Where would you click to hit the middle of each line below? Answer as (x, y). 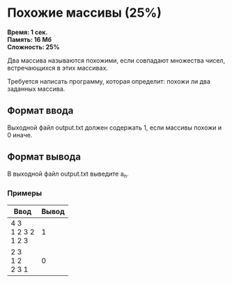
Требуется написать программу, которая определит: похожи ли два (109, 81)
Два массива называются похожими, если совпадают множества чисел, (116, 60)
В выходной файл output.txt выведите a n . (68, 174)
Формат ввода (40, 110)
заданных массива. (36, 89)
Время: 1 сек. (28, 32)
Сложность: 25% (33, 47)
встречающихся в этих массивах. (57, 68)
